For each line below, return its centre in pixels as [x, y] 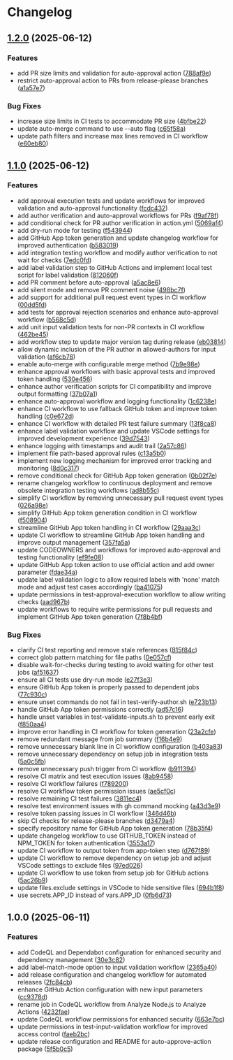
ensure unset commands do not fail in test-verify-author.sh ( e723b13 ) [117, 702]
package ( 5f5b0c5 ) [45, 1049]
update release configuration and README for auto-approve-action [114, 1041]
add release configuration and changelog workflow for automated [112, 974]
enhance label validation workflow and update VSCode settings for [113, 431]
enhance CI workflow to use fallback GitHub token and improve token [117, 408]
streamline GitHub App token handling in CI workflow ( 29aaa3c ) [109, 527]
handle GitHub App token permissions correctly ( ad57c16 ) [100, 710]
